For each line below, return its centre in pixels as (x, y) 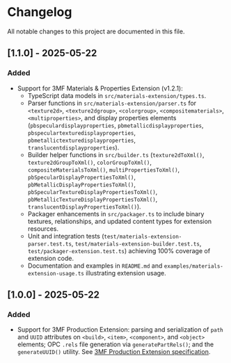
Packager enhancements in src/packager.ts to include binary (116, 213)
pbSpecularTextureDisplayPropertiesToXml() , (93, 191)
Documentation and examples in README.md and (95, 266)
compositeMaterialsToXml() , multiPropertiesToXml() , (104, 169)
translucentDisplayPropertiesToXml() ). (84, 207)
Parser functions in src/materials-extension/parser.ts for (112, 103)
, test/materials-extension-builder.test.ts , (136, 243)
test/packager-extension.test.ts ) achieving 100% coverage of (119, 250)
